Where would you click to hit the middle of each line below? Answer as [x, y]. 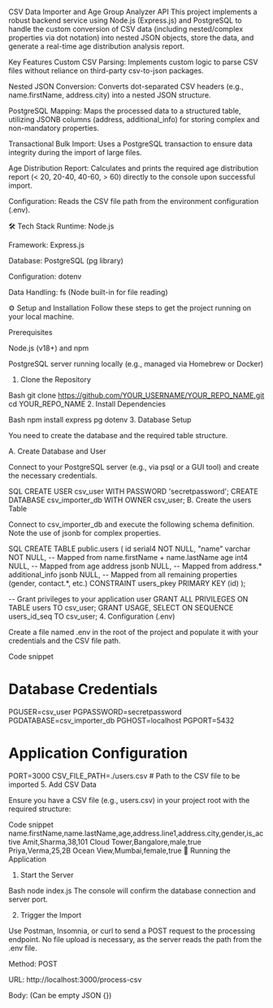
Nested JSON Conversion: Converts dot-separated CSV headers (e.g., [126, 86]
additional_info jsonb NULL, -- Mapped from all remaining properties [123, 575]
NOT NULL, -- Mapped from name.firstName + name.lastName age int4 [128, 557]
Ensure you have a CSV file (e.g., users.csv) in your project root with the [129, 800]
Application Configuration [98, 753]
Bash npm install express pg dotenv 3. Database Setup [100, 419]
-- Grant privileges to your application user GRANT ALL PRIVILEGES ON [128, 599]
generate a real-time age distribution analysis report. [97, 46]
